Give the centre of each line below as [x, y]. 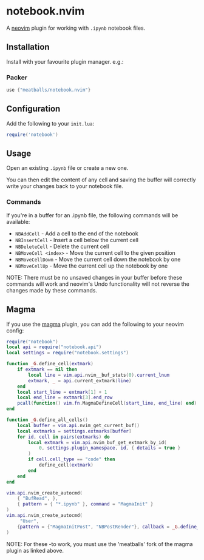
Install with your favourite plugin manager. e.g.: [65, 61]
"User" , [29, 521]
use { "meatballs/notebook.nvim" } [49, 90]
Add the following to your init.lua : [50, 123]
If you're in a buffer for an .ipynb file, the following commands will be [92, 215]
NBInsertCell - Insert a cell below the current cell [76, 240]
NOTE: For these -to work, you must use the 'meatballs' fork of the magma [100, 544]
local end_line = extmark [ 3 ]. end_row [65, 398]
